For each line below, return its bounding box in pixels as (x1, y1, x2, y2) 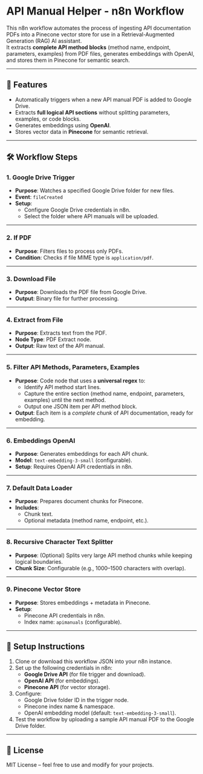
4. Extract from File (6, 315, 63, 324)
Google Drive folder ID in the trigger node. (24, 696, 129, 704)
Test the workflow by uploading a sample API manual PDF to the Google (14, 715, 195, 722)
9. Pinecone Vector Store (6, 585, 81, 593)
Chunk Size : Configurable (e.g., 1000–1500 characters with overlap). (14, 564, 186, 572)
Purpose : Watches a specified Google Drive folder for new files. (14, 187, 175, 195)
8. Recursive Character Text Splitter (6, 538, 114, 546)
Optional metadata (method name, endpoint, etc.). (24, 517, 149, 524)
